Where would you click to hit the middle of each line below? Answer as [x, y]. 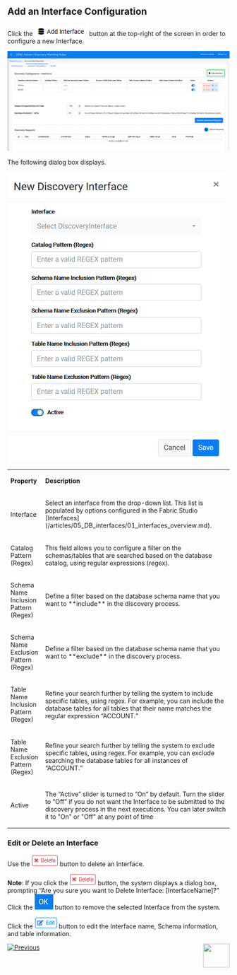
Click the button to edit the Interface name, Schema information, [113, 926]
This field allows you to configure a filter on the [113, 548]
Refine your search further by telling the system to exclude [130, 746]
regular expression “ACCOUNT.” [92, 716]
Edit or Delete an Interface [53, 843]
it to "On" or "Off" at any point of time [99, 817]
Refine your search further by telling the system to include [129, 693]
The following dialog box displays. [57, 163]
